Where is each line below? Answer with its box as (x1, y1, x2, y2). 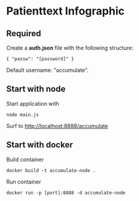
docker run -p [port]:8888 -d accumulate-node (6, 190, 126, 196)
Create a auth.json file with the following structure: (6, 44, 134, 51)
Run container (6, 178, 41, 185)
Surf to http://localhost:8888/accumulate (6, 122, 108, 129)
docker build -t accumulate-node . (6, 167, 96, 173)
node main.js (6, 112, 39, 118)
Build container (6, 156, 44, 163)
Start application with (6, 100, 59, 107)
